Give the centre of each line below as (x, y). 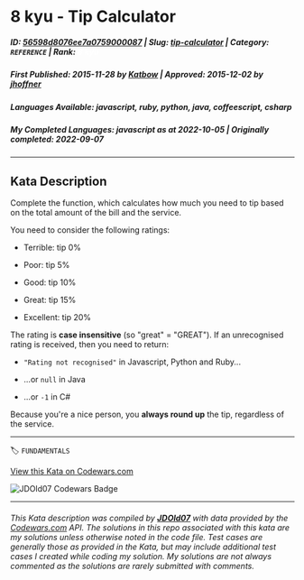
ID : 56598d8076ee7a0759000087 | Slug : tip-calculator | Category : (140, 41)
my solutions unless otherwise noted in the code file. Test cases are (137, 537)
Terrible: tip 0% (52, 248)
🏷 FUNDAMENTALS (40, 451)
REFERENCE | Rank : (43, 51)
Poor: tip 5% (46, 265)
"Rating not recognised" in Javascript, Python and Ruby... (132, 362)
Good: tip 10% (50, 282)
